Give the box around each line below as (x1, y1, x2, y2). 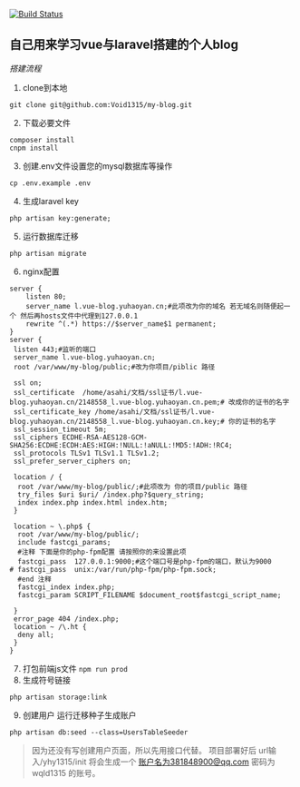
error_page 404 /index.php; (13, 614, 120, 624)
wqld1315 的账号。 (31, 767, 101, 778)
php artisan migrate (9, 249, 88, 258)
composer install (9, 135, 75, 144)
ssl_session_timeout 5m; (13, 425, 107, 434)
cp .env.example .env (9, 178, 92, 188)
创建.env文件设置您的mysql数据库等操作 (22, 160, 173, 172)
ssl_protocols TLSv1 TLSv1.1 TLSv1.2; (13, 448, 160, 457)
